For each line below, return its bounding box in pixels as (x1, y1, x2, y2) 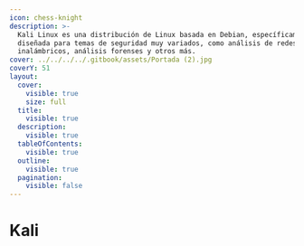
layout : (9, 72, 39, 81)
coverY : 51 (9, 64, 51, 73)
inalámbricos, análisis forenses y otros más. (17, 47, 196, 56)
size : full (25, 97, 67, 107)
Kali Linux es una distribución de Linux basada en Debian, (17, 30, 249, 39)
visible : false (25, 182, 83, 191)
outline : (17, 156, 51, 166)
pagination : (17, 173, 63, 182)
